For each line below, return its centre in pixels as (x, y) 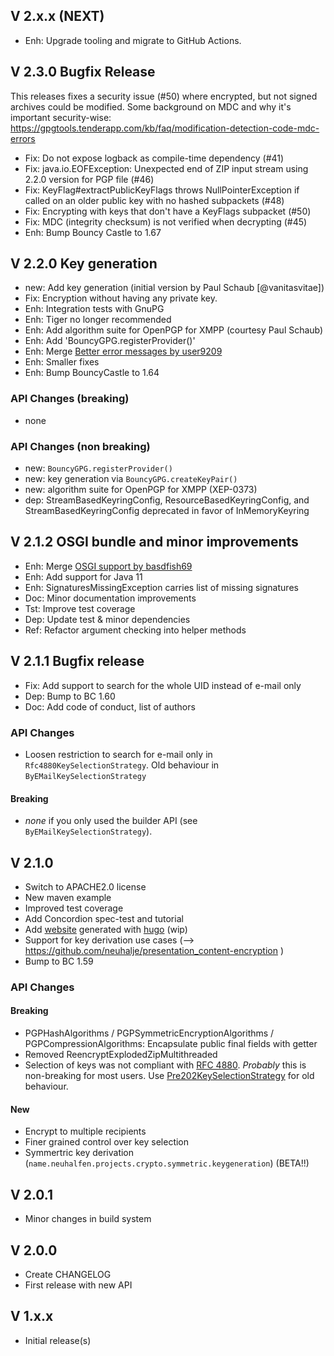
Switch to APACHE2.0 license (85, 886)
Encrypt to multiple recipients (85, 1131)
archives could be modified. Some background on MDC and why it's (151, 106)
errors (23, 138)
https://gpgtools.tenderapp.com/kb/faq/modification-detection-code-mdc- (165, 128)
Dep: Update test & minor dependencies (107, 619)
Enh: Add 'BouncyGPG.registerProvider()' (110, 341)
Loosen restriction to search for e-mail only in (118, 754)
